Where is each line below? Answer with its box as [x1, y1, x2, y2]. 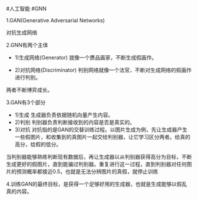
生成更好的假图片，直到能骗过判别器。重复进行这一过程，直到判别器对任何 [6, 161, 187, 168]
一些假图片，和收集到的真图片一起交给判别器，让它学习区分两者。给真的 [14, 134, 190, 140]
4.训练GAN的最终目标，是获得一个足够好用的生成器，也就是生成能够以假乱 [6, 181, 187, 187]
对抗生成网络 [6, 29, 37, 36]
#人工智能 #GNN [6, 5, 47, 12]
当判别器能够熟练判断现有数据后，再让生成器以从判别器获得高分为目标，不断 [6, 154, 192, 160]
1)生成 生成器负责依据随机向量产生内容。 [14, 111, 114, 118]
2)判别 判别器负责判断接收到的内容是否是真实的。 [14, 119, 136, 125]
